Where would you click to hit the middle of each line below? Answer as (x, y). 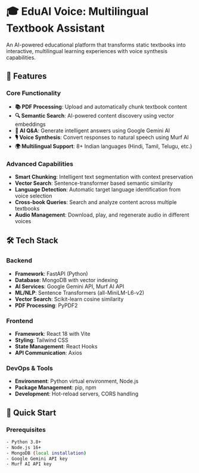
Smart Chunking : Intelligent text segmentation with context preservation (104, 177)
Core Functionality (34, 93)
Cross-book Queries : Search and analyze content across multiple (96, 202)
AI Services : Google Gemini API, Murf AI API (69, 286)
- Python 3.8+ (24, 442)
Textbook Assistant (56, 28)
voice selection (33, 196)
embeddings (30, 124)
